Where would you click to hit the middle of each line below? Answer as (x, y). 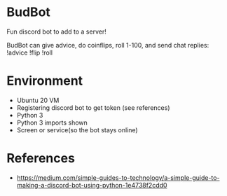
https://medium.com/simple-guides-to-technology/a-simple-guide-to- (118, 177)
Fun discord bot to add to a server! (56, 31)
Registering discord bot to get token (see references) (93, 107)
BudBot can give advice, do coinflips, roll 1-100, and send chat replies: (108, 45)
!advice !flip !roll (30, 52)
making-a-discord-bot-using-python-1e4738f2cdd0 (92, 185)
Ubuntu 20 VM (38, 100)
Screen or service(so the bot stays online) (77, 129)
